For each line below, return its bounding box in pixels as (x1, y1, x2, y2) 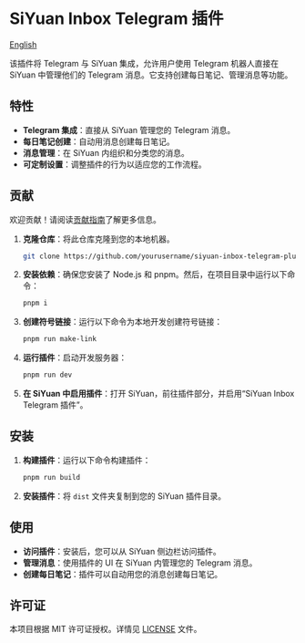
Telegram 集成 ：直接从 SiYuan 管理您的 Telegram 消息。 (22, 124, 236, 135)
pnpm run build (22, 472, 81, 482)
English (9, 38, 37, 50)
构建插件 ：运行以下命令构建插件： (22, 454, 151, 465)
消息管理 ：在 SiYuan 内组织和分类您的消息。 (22, 147, 189, 158)
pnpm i (22, 298, 48, 308)
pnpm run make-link (22, 335, 97, 344)
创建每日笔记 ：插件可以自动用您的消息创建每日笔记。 (22, 568, 223, 579)
